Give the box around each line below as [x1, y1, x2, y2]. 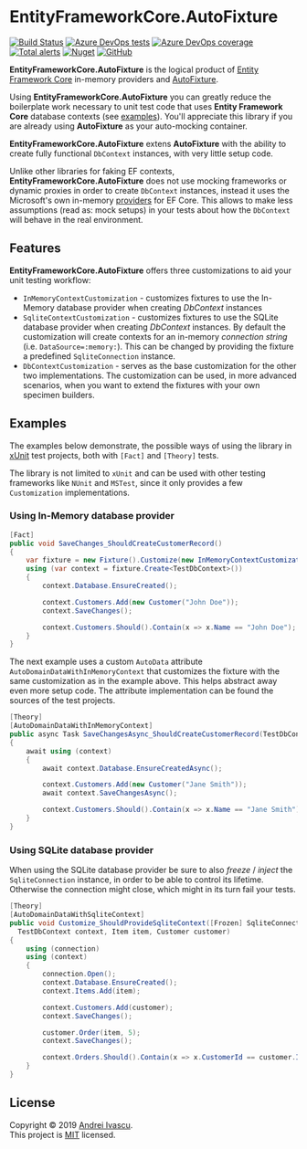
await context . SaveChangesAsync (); [42, 788, 178, 798]
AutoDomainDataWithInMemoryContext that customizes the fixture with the [9, 666, 281, 677]
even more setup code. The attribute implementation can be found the [9, 685, 274, 696]
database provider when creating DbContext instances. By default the [22, 322, 286, 332]
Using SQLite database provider [9, 843, 153, 856]
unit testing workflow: [9, 274, 91, 285]
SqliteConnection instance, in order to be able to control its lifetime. [9, 874, 264, 885]
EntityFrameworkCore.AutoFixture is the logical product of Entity [9, 64, 259, 75]
